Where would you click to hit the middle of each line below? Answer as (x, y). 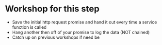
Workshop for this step (52, 9)
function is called (29, 27)
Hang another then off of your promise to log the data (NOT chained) (81, 32)
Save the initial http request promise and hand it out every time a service (84, 22)
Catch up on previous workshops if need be (56, 37)
